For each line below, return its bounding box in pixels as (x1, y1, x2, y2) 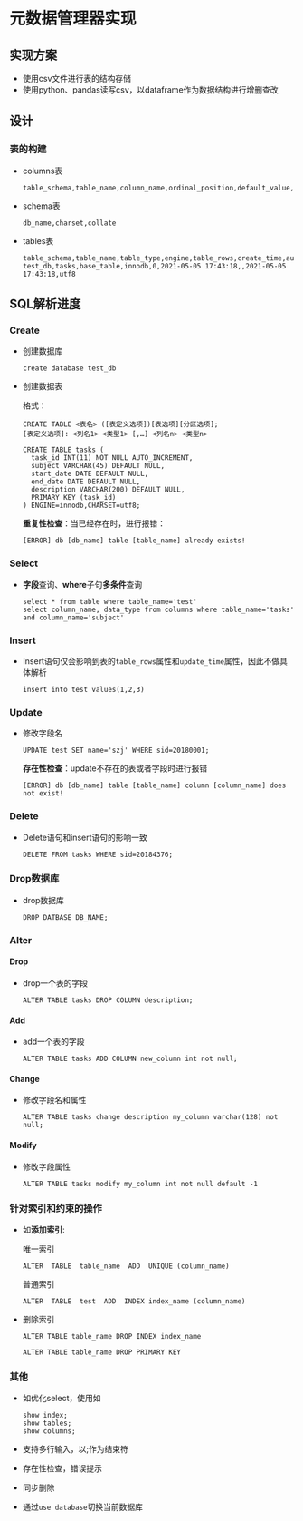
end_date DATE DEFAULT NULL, (31, 477, 141, 486)
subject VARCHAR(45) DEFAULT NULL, (31, 462, 166, 471)
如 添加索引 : (22, 1224, 65, 1234)
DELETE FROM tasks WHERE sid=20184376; (22, 850, 174, 859)
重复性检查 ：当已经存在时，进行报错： (22, 518, 166, 529)
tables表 (22, 235, 54, 246)
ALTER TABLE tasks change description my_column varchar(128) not (22, 1113, 279, 1122)
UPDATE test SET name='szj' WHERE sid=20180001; (22, 746, 210, 756)
